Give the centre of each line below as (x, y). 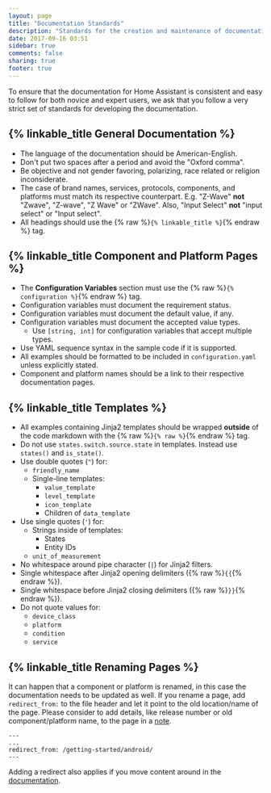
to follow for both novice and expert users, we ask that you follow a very (128, 100)
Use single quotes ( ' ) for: (62, 522)
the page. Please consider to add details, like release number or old (120, 712)
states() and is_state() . (62, 453)
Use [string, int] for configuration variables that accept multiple (142, 331)
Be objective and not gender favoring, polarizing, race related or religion (140, 170)
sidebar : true (32, 46)
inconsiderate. (44, 179)
